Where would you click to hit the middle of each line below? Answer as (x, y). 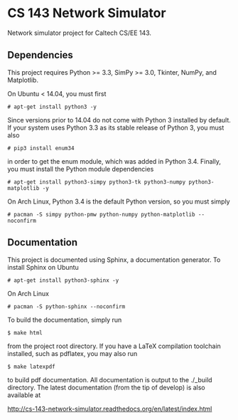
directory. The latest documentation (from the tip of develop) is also (107, 387)
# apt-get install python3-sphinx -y (63, 280)
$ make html (25, 332)
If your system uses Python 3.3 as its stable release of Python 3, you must (116, 127)
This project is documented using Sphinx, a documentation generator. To (114, 259)
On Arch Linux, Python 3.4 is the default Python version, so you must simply (119, 201)
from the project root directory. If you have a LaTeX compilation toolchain (114, 346)
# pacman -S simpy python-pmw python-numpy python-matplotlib (101, 214)
